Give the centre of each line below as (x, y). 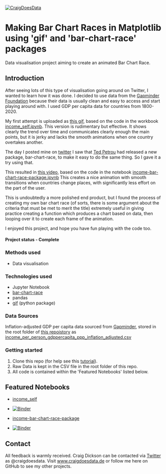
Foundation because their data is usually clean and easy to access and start (83, 101)
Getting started (24, 350)
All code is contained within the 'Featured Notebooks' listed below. (80, 372)
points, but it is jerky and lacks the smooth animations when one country (79, 137)
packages (26, 49)
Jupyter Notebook (31, 287)
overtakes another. (24, 142)
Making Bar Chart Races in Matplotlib (83, 28)
